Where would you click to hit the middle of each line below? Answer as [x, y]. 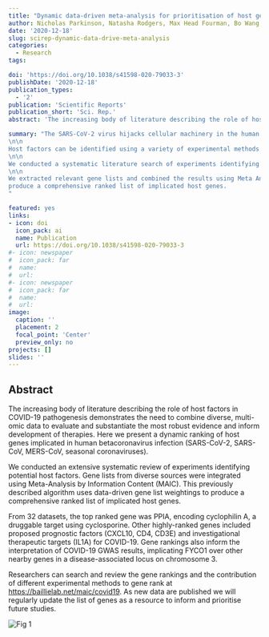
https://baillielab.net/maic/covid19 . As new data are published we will [122, 592]
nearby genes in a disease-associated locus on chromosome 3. [113, 559]
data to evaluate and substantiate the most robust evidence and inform [143, 426]
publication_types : [41, 90]
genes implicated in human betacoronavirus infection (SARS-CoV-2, [120, 443]
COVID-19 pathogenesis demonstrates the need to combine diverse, [121, 417]
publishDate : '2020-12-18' [53, 82]
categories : [28, 46]
